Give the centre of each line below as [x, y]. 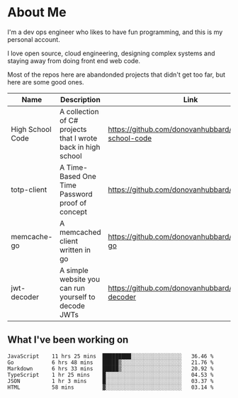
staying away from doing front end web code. [74, 60]
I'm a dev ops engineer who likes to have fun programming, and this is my [115, 32]
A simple [74, 270]
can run [72, 288]
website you [80, 279]
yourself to [77, 297]
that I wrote [78, 138]
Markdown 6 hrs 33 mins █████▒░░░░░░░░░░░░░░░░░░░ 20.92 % [110, 369]
